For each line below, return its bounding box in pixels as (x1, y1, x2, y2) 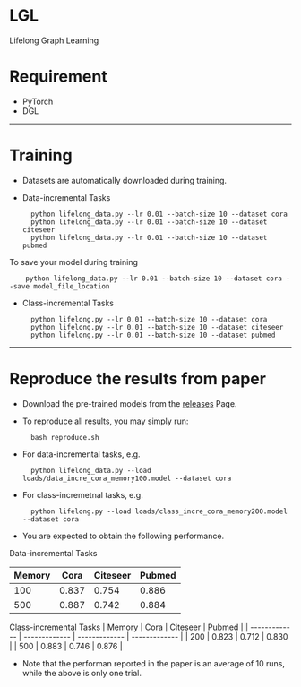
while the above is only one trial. (21, 667, 142, 678)
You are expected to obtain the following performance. (21, 530, 225, 541)
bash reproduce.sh (30, 433, 99, 442)
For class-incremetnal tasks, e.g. (21, 489, 143, 500)
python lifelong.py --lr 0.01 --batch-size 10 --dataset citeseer (30, 322, 284, 331)
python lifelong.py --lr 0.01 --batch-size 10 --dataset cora (30, 314, 268, 323)
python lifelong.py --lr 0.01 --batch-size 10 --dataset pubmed (30, 331, 276, 339)
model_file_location (32, 281, 110, 291)
